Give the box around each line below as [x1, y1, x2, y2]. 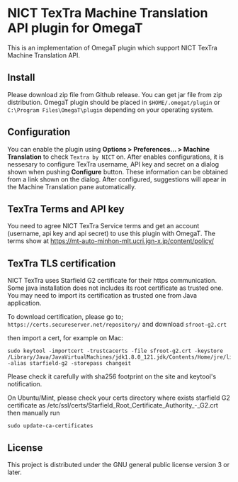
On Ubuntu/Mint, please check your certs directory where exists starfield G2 [7, 393, 230, 402]
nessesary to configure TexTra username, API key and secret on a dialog [7, 159, 220, 168]
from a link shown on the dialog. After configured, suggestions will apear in [7, 175, 227, 184]
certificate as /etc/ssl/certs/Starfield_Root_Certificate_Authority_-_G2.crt [7, 401, 218, 410]
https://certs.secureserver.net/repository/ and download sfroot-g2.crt [7, 320, 227, 329]
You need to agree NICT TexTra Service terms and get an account [7, 222, 200, 230]
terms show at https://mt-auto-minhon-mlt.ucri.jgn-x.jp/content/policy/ [7, 237, 214, 245]
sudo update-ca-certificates [7, 422, 93, 430]
